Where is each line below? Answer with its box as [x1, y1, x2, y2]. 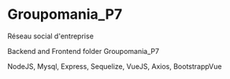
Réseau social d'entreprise [7, 31, 94, 41]
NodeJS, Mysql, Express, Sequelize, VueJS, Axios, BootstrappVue [7, 61, 222, 71]
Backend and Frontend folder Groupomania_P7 [7, 46, 159, 56]
